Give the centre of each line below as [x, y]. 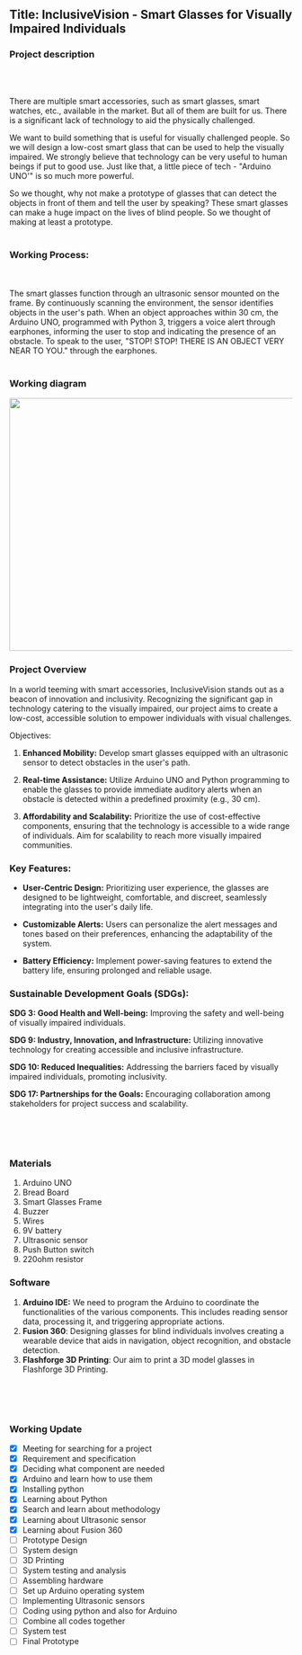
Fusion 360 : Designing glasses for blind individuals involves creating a [153, 1330]
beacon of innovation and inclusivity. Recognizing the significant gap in [141, 698]
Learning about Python [65, 1499]
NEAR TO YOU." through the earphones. [83, 351]
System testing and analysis [74, 1570]
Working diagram [48, 383]
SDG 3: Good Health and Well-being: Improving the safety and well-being [147, 1013]
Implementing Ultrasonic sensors [84, 1601]
